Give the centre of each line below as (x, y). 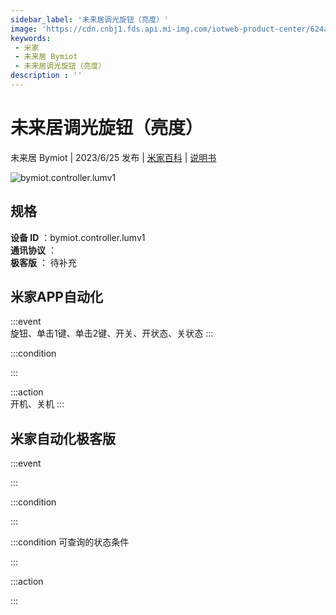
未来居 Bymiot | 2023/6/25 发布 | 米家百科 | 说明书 (113, 157)
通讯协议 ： (33, 250)
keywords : (31, 38)
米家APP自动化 (56, 297)
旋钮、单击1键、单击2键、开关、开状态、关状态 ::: (112, 333)
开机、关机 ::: (37, 404)
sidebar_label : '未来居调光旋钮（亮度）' (89, 19)
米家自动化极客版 (63, 438)
